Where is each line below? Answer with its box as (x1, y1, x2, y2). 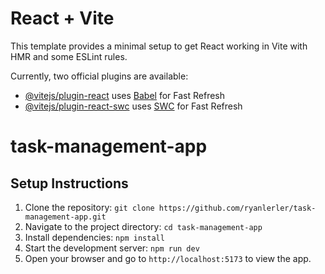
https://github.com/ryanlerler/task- (158, 203, 317, 213)
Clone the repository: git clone (24, 201, 155, 213)
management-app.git (24, 212, 107, 222)
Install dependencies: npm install (24, 231, 165, 243)
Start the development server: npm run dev (24, 242, 200, 254)
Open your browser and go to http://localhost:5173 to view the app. (24, 252, 312, 264)
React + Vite (10, 7, 115, 30)
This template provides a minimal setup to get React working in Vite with (10, 40, 308, 52)
